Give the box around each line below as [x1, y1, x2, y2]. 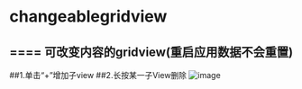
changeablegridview [9, 6, 168, 27]
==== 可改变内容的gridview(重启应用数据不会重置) [9, 44, 294, 59]
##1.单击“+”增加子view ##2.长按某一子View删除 [9, 70, 188, 80]
